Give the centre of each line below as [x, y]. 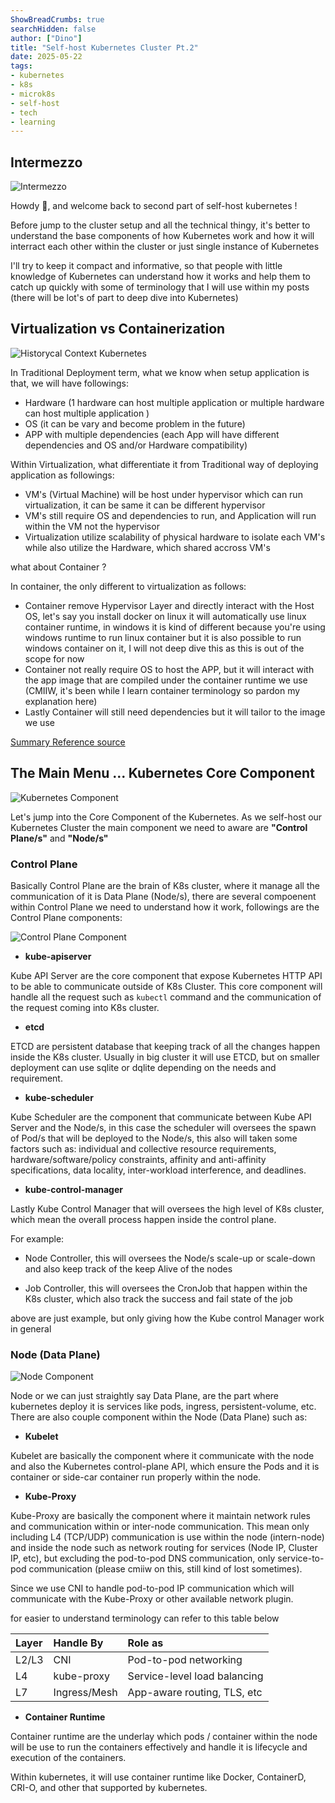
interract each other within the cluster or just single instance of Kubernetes [165, 247]
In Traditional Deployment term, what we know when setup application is [160, 372]
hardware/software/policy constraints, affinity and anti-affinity [138, 1159]
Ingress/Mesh [85, 1693]
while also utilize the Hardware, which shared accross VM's [147, 547]
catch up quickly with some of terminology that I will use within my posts [160, 287]
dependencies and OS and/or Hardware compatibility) [136, 445]
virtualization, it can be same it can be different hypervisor [145, 505]
